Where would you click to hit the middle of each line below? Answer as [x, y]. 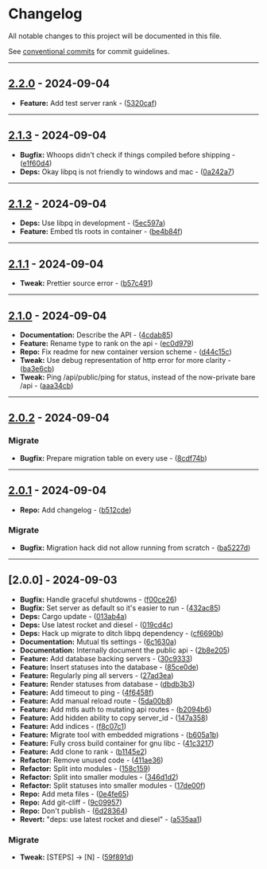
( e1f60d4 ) [36, 163]
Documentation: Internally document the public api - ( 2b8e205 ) [125, 650]
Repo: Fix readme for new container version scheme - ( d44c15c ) [126, 352]
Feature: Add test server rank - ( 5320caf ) [88, 103]
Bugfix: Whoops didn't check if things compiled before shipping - [128, 154]
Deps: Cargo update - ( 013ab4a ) [73, 616]
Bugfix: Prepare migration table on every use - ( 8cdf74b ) [114, 458]
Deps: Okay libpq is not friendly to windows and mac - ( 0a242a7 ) [127, 171]
